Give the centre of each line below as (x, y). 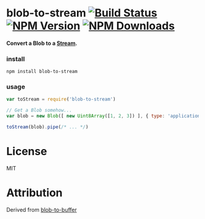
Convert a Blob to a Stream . (42, 43)
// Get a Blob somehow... (39, 110)
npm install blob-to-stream (42, 72)
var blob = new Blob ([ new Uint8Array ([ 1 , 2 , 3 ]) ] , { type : (86, 116)
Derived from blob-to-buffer (42, 209)
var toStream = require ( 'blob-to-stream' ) (61, 99)
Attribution (34, 193)
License (27, 151)
